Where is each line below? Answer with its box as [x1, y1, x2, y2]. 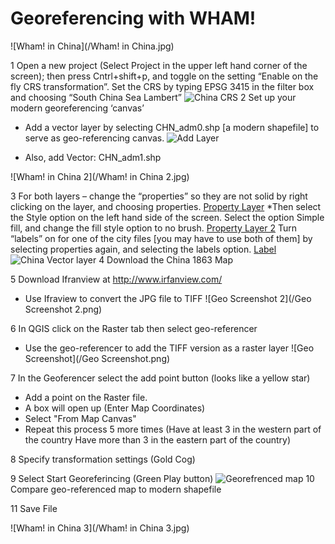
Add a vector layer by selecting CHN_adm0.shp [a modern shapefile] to [24, 121, 320, 133]
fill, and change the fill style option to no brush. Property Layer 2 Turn [10, 222, 297, 234]
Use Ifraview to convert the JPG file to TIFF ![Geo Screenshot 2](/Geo [24, 292, 312, 304]
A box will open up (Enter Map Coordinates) [24, 402, 206, 414]
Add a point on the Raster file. [24, 391, 148, 403]
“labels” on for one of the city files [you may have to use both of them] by [10, 232, 313, 244]
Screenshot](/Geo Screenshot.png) [24, 352, 171, 364]
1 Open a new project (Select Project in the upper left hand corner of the [10, 59, 308, 71]
